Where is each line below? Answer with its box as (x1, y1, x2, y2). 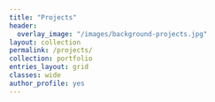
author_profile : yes (9, 79, 86, 88)
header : (9, 21, 38, 30)
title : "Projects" (9, 12, 77, 22)
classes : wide (9, 71, 62, 80)
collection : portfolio (9, 54, 93, 63)
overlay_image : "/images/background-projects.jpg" (17, 29, 208, 38)
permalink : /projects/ (9, 46, 93, 55)
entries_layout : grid (9, 63, 89, 72)
